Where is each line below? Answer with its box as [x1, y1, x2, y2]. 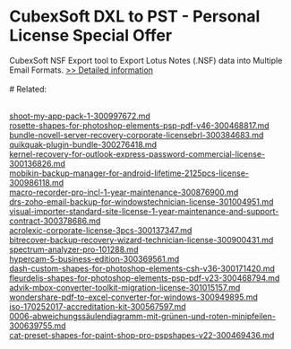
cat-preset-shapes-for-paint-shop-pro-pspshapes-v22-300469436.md [9, 329, 275, 340]
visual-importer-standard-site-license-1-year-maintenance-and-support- [9, 205, 279, 216]
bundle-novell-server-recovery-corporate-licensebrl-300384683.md [9, 129, 264, 140]
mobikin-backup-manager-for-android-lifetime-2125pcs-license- [9, 168, 249, 179]
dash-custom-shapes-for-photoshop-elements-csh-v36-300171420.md [9, 263, 276, 274]
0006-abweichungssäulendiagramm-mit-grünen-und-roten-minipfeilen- [9, 310, 276, 321]
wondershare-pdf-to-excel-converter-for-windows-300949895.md [9, 292, 258, 302]
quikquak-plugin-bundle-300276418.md [9, 139, 158, 150]
